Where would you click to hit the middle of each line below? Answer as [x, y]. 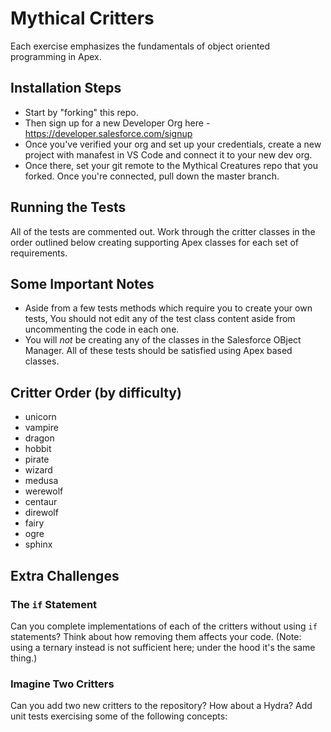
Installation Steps [66, 88]
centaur [41, 502]
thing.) [24, 658]
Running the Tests [68, 207]
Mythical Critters [82, 18]
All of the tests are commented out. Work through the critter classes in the [163, 231]
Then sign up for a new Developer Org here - [117, 123]
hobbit [38, 449]
